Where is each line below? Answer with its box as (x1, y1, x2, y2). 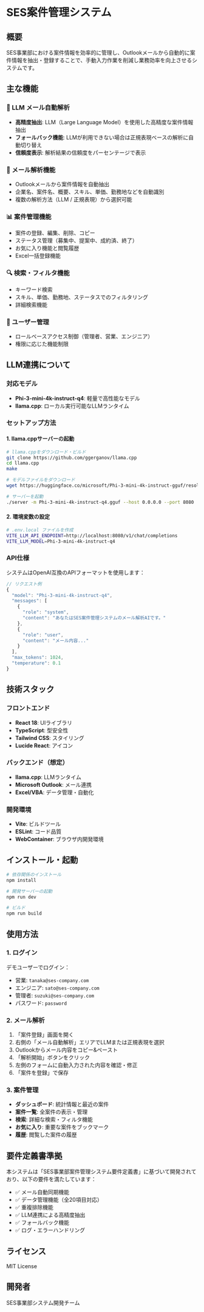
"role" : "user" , (22, 632, 64, 638)
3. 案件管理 (6, 1086, 39, 1094)
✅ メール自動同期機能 (15, 1188, 70, 1196)
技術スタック (6, 684, 55, 694)
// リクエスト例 (6, 581, 42, 587)
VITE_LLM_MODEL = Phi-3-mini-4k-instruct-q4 (6, 538, 115, 545)
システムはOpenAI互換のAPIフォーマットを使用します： (6, 568, 146, 576)
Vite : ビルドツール (15, 820, 61, 828)
